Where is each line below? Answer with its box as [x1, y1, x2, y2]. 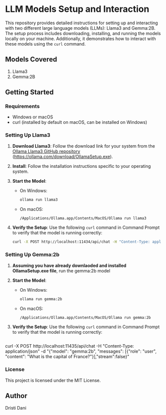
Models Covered [5, 55, 57, 64]
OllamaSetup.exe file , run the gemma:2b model [12, 267, 111, 273]
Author [5, 392, 27, 400]
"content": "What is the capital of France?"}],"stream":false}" [5, 354, 130, 360]
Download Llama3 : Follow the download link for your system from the [12, 143, 155, 149]
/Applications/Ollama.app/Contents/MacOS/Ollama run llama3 [19, 215, 147, 221]
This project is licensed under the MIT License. [5, 377, 101, 383]
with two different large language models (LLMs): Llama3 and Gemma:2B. [5, 25, 156, 31]
